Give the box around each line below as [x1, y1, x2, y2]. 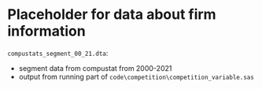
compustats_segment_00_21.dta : [7, 48, 109, 57]
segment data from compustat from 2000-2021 [18, 63, 172, 72]
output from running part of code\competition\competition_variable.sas [18, 72, 255, 81]
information [7, 22, 86, 40]
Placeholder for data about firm [7, 6, 217, 24]
